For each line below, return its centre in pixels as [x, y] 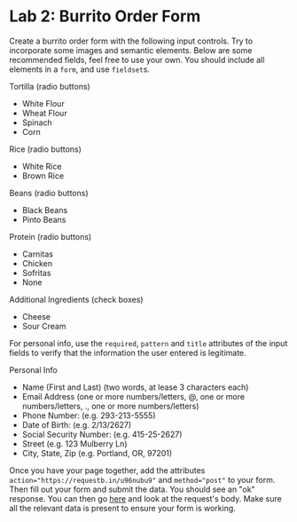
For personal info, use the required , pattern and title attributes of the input [148, 343]
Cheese [36, 316]
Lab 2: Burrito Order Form [105, 16]
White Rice [42, 166]
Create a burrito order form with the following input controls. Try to [131, 41]
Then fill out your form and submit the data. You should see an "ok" [132, 489]
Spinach [37, 123]
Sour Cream [44, 326]
